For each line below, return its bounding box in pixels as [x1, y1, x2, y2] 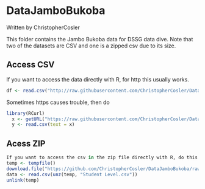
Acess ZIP [6, 138, 46, 149]
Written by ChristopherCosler [6, 24, 81, 31]
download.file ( [6, 165, 45, 172]
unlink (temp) [6, 177, 40, 183]
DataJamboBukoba [6, 4, 106, 18]
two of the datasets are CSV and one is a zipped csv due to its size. [6, 42, 176, 49]
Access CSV [6, 60, 55, 70]
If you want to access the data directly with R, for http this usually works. [6, 75, 189, 83]
